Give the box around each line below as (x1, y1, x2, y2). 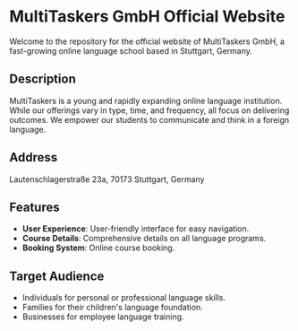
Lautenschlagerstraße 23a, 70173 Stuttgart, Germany (9, 173, 205, 185)
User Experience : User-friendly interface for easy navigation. (21, 223, 250, 234)
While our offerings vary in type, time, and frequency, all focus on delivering (9, 105, 290, 116)
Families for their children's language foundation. (21, 302, 203, 313)
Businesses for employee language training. (21, 311, 185, 322)
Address (9, 150, 58, 165)
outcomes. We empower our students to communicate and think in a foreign (9, 114, 290, 125)
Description (9, 72, 76, 87)
